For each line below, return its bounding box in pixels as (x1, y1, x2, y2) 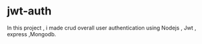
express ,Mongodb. (7, 30, 56, 37)
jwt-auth (7, 4, 52, 18)
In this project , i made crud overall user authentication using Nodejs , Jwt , (7, 24, 196, 31)
